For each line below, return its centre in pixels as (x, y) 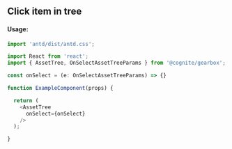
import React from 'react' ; (48, 56)
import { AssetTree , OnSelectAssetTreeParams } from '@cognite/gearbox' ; (117, 63)
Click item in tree (45, 11)
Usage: (18, 29)
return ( (26, 100)
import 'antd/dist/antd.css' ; (51, 44)
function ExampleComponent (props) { (60, 88)
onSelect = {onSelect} (55, 113)
